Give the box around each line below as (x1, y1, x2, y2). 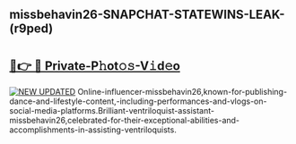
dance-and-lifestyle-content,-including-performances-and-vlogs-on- (9, 96, 267, 106)
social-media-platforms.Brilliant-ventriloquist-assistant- (9, 106, 215, 115)
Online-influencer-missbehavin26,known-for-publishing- (77, 87, 288, 97)
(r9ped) (9, 21, 54, 37)
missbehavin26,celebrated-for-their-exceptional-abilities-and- (9, 115, 240, 125)
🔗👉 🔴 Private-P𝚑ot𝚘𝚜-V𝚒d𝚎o (9, 58, 181, 73)
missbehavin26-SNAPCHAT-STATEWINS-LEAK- (9, 7, 285, 22)
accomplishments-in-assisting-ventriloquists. (9, 124, 177, 135)
